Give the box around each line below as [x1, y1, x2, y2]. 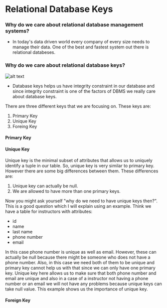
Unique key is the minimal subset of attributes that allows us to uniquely [5, 157, 153, 163]
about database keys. [12, 93, 57, 99]
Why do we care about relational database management [5, 21, 144, 28]
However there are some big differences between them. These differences [5, 168, 159, 174]
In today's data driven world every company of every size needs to [12, 39, 150, 45]
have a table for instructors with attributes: [5, 208, 93, 214]
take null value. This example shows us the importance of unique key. [5, 286, 148, 292]
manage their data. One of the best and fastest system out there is [12, 44, 149, 50]
